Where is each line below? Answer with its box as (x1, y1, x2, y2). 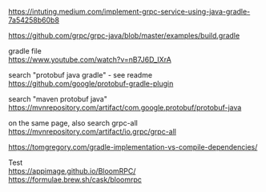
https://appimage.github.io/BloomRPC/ (8, 166, 136, 175)
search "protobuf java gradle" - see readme (8, 70, 153, 79)
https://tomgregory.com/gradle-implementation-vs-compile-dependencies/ (8, 142, 258, 151)
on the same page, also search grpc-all (8, 118, 138, 127)
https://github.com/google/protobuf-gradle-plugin (8, 79, 174, 88)
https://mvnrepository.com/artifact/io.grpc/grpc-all (8, 127, 176, 136)
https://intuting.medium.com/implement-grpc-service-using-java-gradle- (8, 7, 251, 16)
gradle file (8, 46, 42, 55)
